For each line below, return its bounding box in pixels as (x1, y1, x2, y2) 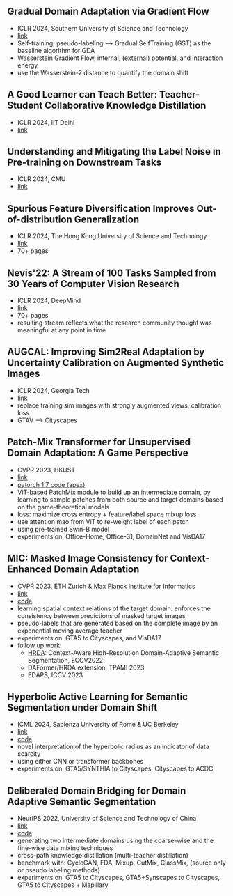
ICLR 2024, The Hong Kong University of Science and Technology (17, 232, 207, 240)
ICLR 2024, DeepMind (17, 296, 81, 305)
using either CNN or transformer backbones (17, 757, 144, 766)
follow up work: (17, 641, 62, 649)
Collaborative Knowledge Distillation (44, 100, 207, 111)
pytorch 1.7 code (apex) (17, 480, 86, 488)
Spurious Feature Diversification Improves (7, 202, 195, 215)
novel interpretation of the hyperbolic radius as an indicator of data (17, 742, 210, 751)
